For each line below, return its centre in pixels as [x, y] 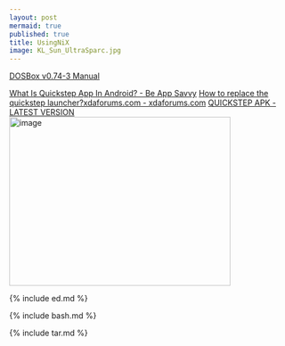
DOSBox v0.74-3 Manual [55, 76]
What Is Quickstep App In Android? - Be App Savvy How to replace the [139, 94]
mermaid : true [36, 26]
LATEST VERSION [42, 112]
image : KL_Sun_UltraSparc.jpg [65, 51]
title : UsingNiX [39, 42]
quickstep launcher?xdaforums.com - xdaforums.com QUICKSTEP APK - [143, 103]
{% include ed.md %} [49, 299]
